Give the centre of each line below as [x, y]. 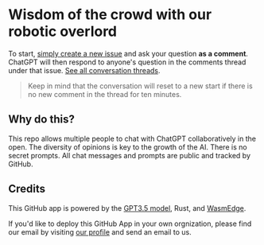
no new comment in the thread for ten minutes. [105, 94]
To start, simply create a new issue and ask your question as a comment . [128, 53]
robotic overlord [63, 31]
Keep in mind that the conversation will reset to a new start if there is [140, 86]
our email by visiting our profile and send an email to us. [100, 231]
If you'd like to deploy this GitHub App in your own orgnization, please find [130, 224]
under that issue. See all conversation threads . [84, 70]
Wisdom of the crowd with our [110, 15]
